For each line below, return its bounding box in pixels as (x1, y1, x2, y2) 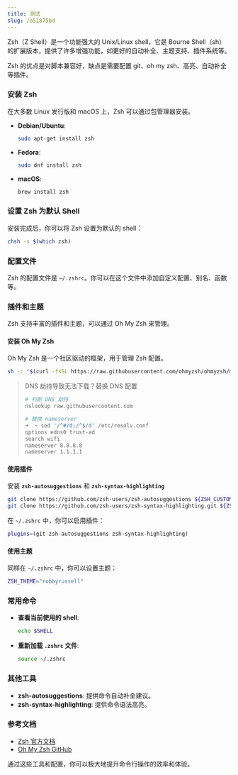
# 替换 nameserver (24, 416, 77, 423)
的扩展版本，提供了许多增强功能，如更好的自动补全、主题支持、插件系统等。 (7, 46, 231, 55)
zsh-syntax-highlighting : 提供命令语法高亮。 (17, 700, 151, 708)
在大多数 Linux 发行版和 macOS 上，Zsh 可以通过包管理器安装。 (7, 107, 195, 116)
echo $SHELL (17, 627, 53, 635)
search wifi (24, 435, 60, 442)
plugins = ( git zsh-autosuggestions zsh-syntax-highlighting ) (7, 530, 189, 538)
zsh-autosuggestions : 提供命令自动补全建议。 (17, 691, 154, 700)
